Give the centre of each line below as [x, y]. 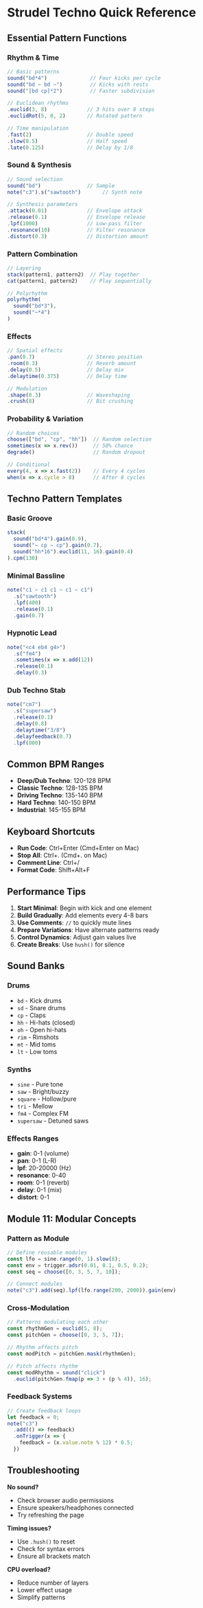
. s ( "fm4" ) [27, 653]
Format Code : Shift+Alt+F [53, 870]
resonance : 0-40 [41, 1176]
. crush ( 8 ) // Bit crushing [70, 401]
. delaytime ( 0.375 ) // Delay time [67, 376]
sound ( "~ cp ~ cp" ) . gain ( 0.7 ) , [58, 546]
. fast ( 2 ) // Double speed [70, 135]
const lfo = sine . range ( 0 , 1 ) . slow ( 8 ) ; [64, 1259]
